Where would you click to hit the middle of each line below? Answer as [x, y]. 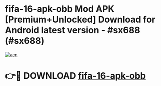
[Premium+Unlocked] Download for [80, 20]
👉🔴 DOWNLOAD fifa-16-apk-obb [76, 76]
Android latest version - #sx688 [73, 30]
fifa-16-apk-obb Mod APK [60, 9]
